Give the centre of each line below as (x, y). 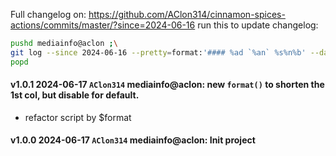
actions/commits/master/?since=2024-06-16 (103, 25)
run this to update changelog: (258, 25)
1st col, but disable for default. (75, 95)
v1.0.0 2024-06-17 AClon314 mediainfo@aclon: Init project (133, 140)
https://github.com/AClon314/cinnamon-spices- (187, 14)
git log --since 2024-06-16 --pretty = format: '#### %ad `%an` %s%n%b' (158, 52)
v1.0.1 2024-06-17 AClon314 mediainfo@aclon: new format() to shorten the (167, 85)
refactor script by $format (78, 117)
